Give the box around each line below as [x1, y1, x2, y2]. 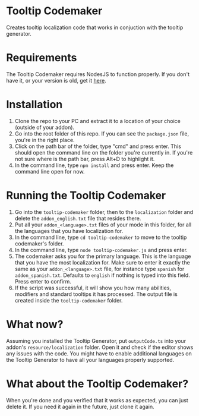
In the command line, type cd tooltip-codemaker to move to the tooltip [14, 234, 187, 241]
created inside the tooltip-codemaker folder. [14, 297, 123, 304]
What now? [6, 317, 64, 331]
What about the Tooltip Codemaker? [6, 377, 189, 390]
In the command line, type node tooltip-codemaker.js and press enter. [14, 246, 188, 253]
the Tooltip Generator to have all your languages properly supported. [6, 356, 175, 363]
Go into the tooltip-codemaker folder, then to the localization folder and [14, 208, 194, 215]
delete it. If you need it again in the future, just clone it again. [6, 403, 154, 410]
